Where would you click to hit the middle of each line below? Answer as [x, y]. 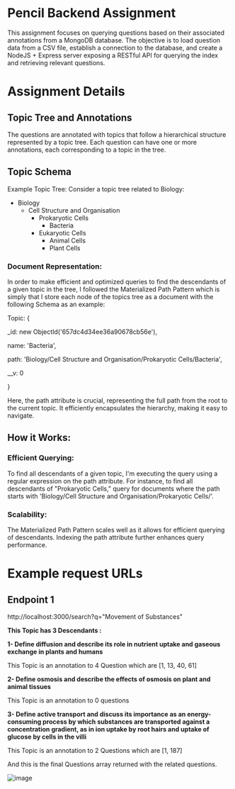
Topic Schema [40, 172]
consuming [24, 722]
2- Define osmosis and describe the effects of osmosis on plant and [109, 679]
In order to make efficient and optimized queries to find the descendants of [117, 282]
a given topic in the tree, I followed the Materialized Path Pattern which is [114, 289]
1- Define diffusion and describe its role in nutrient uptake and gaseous [114, 644]
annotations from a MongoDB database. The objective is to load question [114, 40]
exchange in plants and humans [55, 652]
